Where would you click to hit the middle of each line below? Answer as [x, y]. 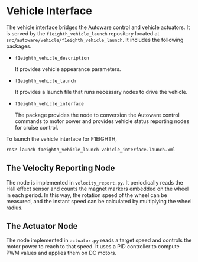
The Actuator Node [42, 226]
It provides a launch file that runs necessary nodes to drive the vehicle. [101, 92]
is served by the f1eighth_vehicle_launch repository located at [83, 33]
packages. [19, 46]
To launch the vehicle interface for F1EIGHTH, [61, 139]
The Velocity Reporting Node [61, 168]
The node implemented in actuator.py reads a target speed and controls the [99, 240]
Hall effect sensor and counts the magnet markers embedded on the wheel [98, 189]
